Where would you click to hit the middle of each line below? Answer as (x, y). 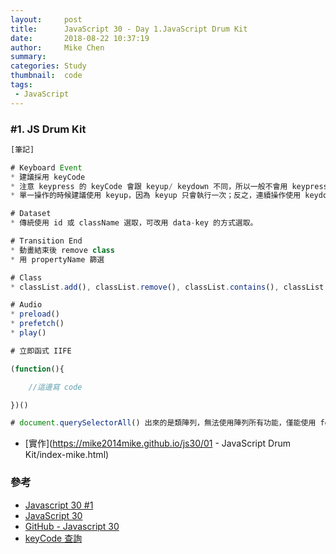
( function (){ (37, 369)
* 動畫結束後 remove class (62, 250)
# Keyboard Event (46, 167)
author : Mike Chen (57, 47)
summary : (28, 57)
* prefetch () (37, 324)
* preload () (35, 314)
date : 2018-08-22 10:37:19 (80, 38)
